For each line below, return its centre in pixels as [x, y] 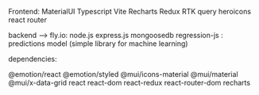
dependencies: [33, 59]
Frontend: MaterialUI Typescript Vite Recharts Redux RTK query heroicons [130, 11]
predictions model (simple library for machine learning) [98, 44]
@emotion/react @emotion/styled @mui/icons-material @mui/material [123, 74]
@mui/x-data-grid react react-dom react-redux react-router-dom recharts [129, 83]
